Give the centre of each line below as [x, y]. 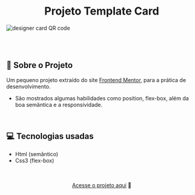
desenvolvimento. [28, 86]
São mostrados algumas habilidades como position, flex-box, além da [102, 98]
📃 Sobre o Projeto [40, 65]
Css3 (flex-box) [35, 160]
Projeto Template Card [102, 11]
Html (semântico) [37, 154]
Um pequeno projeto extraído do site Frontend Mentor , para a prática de [96, 80]
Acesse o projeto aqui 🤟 [102, 185]
